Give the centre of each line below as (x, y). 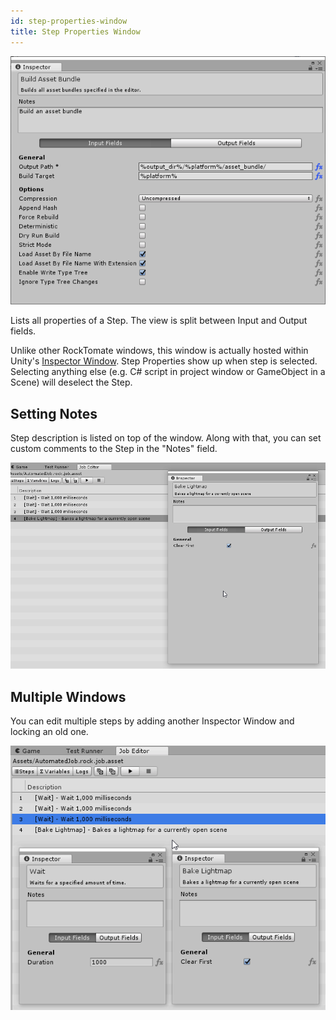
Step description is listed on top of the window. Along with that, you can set (166, 438)
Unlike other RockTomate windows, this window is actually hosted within (159, 351)
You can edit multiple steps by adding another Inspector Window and (152, 721)
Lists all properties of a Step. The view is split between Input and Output (159, 321)
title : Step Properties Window (75, 31)
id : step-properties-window (69, 21)
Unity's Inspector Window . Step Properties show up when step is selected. (164, 361)
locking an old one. (49, 732)
